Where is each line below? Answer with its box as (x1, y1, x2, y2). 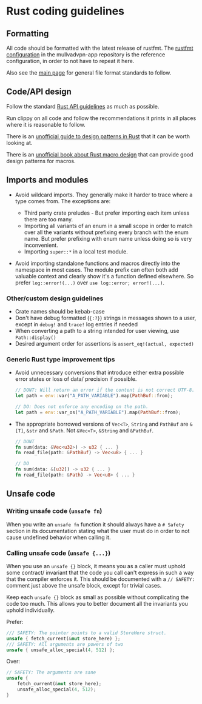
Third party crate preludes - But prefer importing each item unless (24, 209, 190, 216)
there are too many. (24, 215, 73, 223)
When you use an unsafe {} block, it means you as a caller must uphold (6, 562, 186, 569)
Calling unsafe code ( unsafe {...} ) (6, 549, 111, 557)
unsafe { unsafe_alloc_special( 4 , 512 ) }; (6, 647, 115, 653)
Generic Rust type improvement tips (6, 355, 115, 363)
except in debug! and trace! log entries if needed (15, 320, 138, 328)
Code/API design (6, 87, 72, 97)
